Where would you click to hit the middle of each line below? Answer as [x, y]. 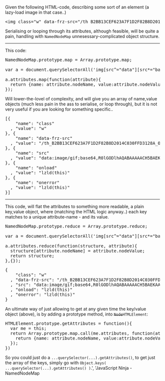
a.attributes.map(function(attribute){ [53, 79]
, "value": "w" [28, 128]
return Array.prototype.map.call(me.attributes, [70, 333]
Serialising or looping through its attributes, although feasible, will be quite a [82, 31]
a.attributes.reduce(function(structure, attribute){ [71, 246]
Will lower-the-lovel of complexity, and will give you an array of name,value [81, 99]
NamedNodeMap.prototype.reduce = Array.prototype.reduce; [76, 226]
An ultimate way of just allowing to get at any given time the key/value [76, 309]
